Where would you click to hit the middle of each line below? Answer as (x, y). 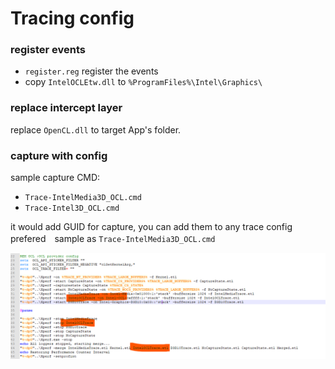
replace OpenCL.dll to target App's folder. (96, 129)
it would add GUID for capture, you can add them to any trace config (151, 227)
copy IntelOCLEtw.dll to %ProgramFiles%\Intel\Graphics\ (143, 82)
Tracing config (72, 18)
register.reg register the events (91, 71)
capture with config (59, 155)
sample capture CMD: (55, 178)
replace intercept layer (66, 108)
